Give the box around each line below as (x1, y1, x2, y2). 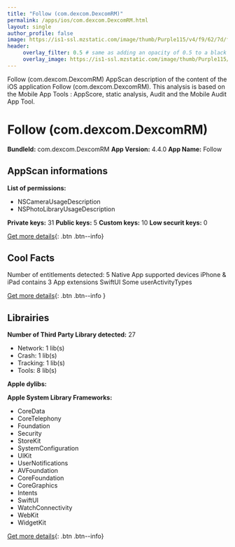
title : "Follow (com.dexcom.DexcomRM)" (7, 10, 124, 17)
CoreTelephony (17, 414, 62, 423)
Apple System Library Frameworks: (7, 393, 113, 402)
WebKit (17, 511, 39, 520)
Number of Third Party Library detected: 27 (7, 330, 136, 339)
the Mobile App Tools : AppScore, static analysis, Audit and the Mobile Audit (7, 90, 227, 98)
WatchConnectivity (17, 504, 73, 512)
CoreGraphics (17, 481, 58, 490)
